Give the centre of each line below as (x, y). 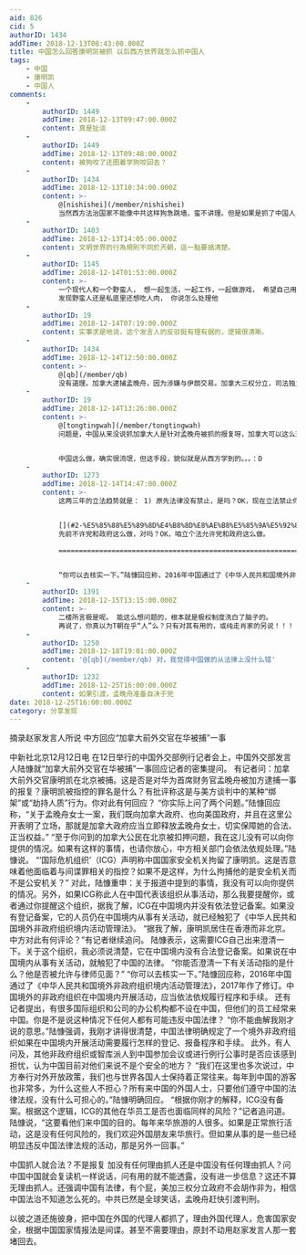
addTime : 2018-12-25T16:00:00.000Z (110, 685)
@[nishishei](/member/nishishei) (121, 205)
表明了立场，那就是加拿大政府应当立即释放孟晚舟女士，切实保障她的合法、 (157, 826)
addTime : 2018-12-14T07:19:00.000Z (110, 324)
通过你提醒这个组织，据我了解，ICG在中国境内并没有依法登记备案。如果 (152, 906)
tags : (20, 60)
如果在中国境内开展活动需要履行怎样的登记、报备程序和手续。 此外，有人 (154, 1043)
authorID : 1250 (71, 643)
